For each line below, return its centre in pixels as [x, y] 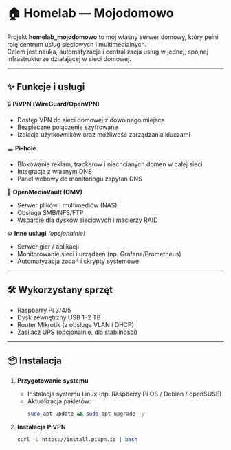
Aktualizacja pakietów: [59, 401]
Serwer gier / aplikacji [48, 246]
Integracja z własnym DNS [54, 171]
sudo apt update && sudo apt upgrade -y [86, 414]
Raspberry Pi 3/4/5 [44, 310]
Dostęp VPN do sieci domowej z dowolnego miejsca [91, 120]
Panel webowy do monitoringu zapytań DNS [79, 179]
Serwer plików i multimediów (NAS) [67, 205]
